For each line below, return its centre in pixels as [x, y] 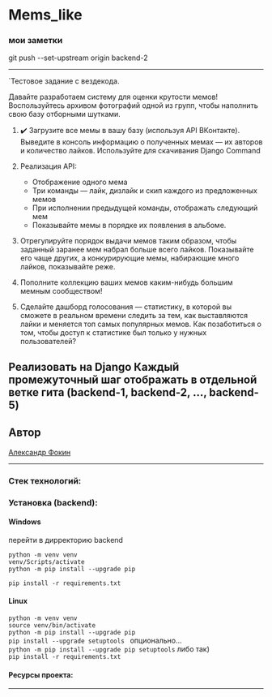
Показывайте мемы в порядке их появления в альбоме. [129, 226]
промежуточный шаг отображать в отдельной [133, 379]
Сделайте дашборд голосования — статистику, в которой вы [126, 307]
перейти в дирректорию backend [66, 540]
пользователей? [48, 342]
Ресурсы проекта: [41, 674]
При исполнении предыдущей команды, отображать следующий [145, 208]
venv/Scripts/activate [47, 561]
